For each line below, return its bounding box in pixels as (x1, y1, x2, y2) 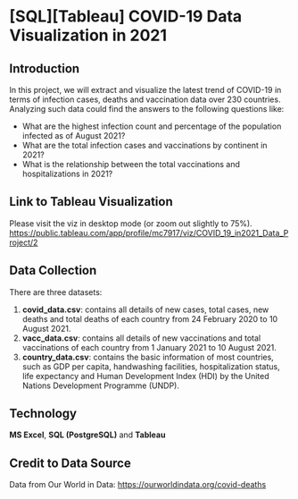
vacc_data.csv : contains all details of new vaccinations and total (21, 333, 261, 343)
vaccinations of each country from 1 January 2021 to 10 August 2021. (21, 342, 277, 352)
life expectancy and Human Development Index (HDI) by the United (21, 370, 269, 381)
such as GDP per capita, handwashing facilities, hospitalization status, (21, 360, 280, 372)
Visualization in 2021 (9, 25, 168, 46)
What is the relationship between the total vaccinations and (21, 159, 241, 169)
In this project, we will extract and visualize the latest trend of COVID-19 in (9, 85, 282, 95)
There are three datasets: (9, 286, 103, 297)
